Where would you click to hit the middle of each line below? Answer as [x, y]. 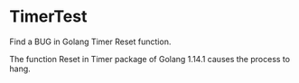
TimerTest [48, 17]
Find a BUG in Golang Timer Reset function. [90, 41]
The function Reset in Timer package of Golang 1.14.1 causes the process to [150, 59]
